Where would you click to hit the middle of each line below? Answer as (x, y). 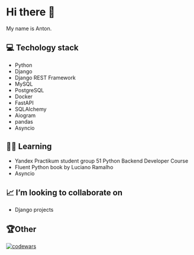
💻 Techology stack (42, 48)
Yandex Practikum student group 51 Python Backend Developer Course (101, 161)
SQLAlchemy (30, 109)
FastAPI (24, 102)
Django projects (34, 210)
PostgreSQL (29, 90)
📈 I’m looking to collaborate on (64, 193)
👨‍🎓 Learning (29, 146)
